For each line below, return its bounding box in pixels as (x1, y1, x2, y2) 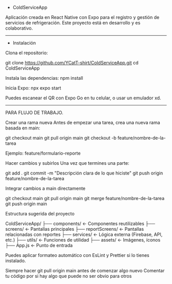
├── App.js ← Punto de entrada (5, 243, 73, 248)
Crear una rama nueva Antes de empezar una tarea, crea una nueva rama (5, 120, 160, 125)
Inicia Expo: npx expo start (5, 85, 61, 91)
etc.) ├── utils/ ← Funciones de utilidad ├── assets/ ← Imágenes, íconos (5, 237, 161, 243)
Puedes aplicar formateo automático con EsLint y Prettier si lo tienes (5, 252, 149, 258)
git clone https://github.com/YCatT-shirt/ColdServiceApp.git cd (5, 60, 139, 65)
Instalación (12, 40, 36, 46)
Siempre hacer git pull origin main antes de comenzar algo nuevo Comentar (5, 268, 165, 273)
